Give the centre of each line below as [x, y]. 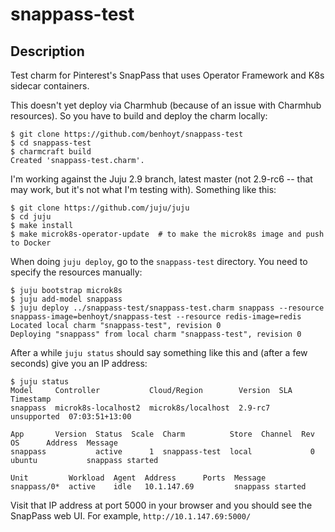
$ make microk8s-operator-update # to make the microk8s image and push [167, 234]
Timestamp [31, 399]
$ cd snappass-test [51, 143]
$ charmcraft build [51, 152]
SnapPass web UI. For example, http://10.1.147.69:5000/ [131, 516]
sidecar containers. [50, 86]
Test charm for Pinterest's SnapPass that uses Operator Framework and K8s [167, 75]
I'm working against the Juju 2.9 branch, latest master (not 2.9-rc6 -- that [161, 179]
